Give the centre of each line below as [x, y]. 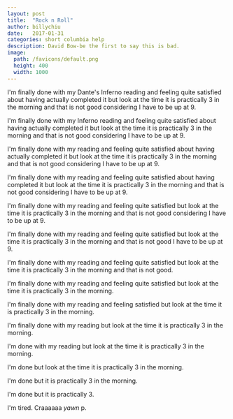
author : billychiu [34, 27]
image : [17, 53]
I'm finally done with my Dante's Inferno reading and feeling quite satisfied [114, 92]
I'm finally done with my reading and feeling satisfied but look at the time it [115, 304]
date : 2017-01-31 [36, 33]
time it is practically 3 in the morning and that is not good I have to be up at [115, 241]
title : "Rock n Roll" [40, 20]
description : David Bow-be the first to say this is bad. [93, 46]
